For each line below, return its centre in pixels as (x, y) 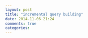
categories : (17, 28)
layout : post (19, 10)
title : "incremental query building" (44, 14)
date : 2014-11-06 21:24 (30, 19)
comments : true (21, 23)
